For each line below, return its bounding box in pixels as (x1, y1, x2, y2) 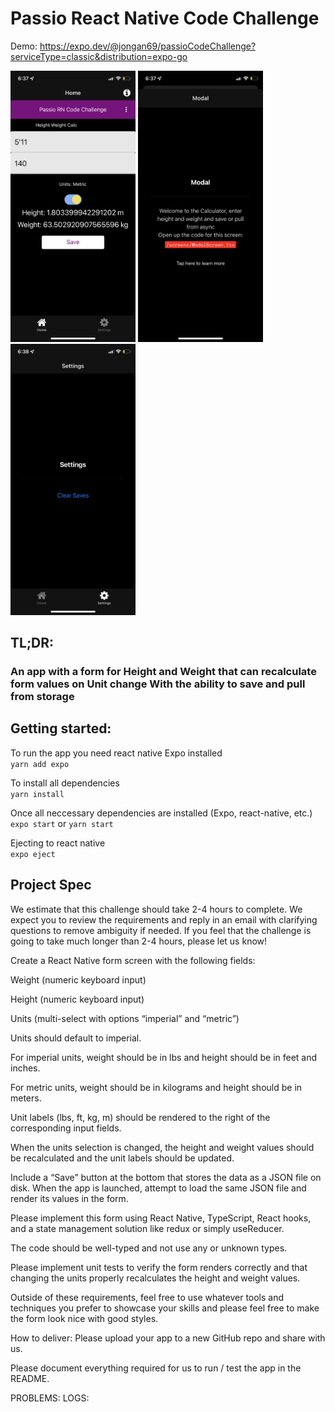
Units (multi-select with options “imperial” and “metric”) (10, 1012, 240, 1024)
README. (10, 1372, 50, 1384)
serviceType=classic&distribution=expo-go (10, 50, 188, 62)
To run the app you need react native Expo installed (10, 747, 223, 759)
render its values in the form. (10, 1192, 129, 1204)
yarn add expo (10, 759, 70, 769)
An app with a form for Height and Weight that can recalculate (10, 665, 317, 679)
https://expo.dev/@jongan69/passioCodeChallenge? (39, 40, 257, 52)
